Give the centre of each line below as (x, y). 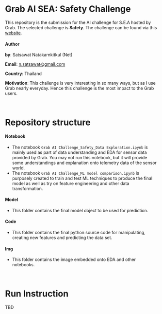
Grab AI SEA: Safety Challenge (68, 9)
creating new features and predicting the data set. (62, 238)
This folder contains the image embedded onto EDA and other (74, 259)
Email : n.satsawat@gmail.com (35, 64)
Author (12, 44)
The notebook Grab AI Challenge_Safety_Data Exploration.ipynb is (80, 147)
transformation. (27, 188)
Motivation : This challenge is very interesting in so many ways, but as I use (81, 83)
